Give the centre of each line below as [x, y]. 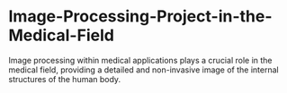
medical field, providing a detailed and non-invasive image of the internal [144, 70]
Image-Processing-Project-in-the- [140, 17]
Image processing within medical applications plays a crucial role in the [140, 60]
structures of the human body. [65, 79]
